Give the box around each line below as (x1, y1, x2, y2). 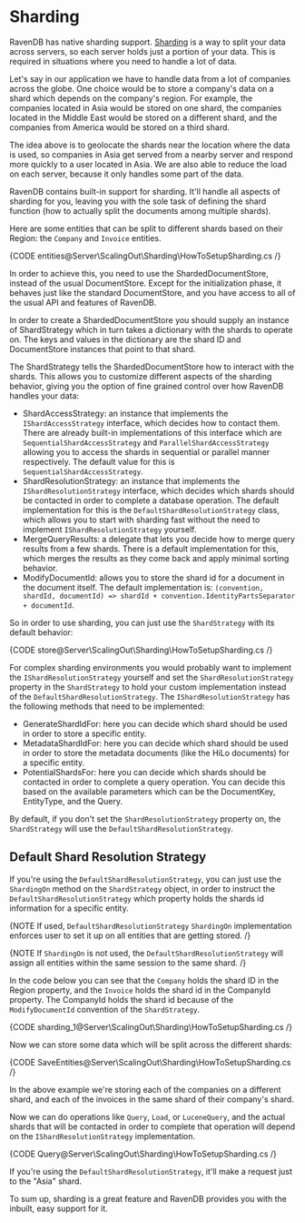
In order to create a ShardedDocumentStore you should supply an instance (9, 314, 290, 325)
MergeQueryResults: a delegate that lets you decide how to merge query (22, 533, 295, 544)
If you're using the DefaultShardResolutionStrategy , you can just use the (9, 874, 281, 884)
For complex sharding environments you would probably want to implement (9, 662, 292, 672)
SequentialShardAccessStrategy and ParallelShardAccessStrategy (22, 437, 270, 448)
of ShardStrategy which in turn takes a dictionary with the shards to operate (9, 324, 293, 335)
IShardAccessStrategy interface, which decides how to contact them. (22, 417, 280, 429)
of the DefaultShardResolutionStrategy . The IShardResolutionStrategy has (9, 691, 290, 702)
